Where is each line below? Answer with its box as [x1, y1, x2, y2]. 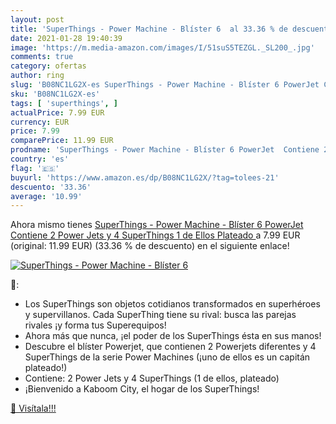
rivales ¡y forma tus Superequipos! [24, 319, 167, 331]
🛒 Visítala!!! [10, 402, 57, 415]
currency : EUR [10, 117, 70, 127]
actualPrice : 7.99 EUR [10, 107, 105, 118]
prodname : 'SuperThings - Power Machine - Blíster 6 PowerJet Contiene [10, 145, 320, 155]
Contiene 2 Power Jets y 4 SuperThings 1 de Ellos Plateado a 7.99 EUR [10, 229, 301, 241]
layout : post [10, 14, 65, 25]
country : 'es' [10, 154, 70, 164]
